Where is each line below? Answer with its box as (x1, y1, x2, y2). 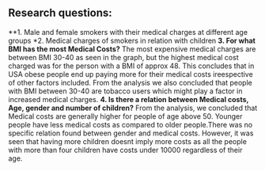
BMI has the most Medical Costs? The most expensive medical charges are (8, 44, 256, 54)
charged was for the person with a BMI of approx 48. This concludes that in (8, 61, 255, 70)
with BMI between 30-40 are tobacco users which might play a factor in (8, 86, 243, 96)
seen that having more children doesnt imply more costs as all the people (8, 136, 248, 146)
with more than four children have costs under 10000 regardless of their (8, 145, 243, 154)
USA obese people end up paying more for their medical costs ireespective (8, 69, 253, 78)
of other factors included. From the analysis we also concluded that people (8, 78, 253, 87)
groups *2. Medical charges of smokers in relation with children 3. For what (8, 36, 256, 45)
